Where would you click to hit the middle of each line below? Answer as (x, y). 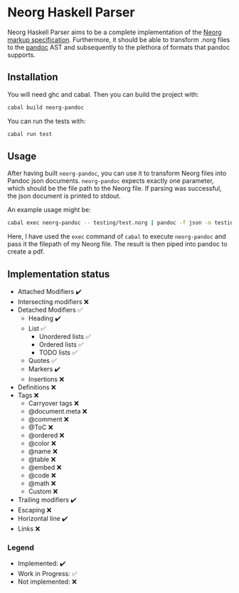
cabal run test (30, 134)
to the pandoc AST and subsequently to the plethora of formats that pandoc (118, 47)
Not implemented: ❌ (47, 582)
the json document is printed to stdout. (64, 196)
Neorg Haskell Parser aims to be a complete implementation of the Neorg (115, 32)
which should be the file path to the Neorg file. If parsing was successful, (115, 189)
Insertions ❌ (46, 379)
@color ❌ (42, 443)
